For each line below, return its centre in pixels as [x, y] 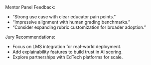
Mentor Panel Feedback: [30, 7]
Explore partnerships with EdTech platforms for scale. [68, 57]
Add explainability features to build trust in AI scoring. [68, 52]
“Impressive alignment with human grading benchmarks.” [71, 22]
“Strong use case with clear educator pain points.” [64, 17]
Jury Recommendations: [30, 37]
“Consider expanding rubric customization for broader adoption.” [79, 27]
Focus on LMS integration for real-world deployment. [67, 46]
